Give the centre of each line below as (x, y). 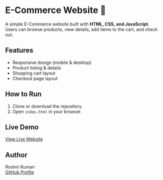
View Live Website (24, 139)
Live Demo (22, 127)
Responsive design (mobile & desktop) (52, 62)
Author (16, 155)
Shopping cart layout (34, 73)
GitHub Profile (20, 172)
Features (19, 50)
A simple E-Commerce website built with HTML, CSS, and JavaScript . (77, 24)
